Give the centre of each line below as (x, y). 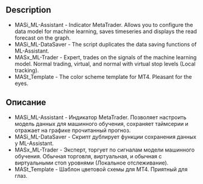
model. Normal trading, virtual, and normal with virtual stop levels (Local (105, 64)
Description (28, 10)
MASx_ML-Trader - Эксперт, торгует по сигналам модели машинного (105, 150)
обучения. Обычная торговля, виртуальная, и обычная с (88, 156)
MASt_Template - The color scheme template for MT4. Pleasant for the (103, 76)
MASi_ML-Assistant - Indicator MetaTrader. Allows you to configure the (104, 24)
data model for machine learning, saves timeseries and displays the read (106, 31)
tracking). (27, 70)
